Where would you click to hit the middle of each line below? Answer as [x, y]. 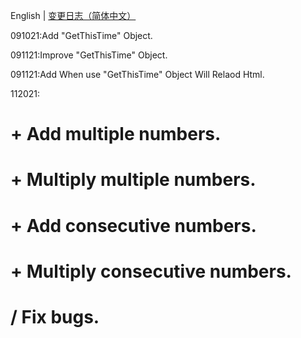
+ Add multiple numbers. [116, 134]
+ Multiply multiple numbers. [133, 180]
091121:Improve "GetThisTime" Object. [89, 55]
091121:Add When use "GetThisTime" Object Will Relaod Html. [137, 74]
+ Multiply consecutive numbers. [151, 271]
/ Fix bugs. [55, 316]
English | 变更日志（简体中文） [73, 15]
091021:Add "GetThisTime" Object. [81, 35]
